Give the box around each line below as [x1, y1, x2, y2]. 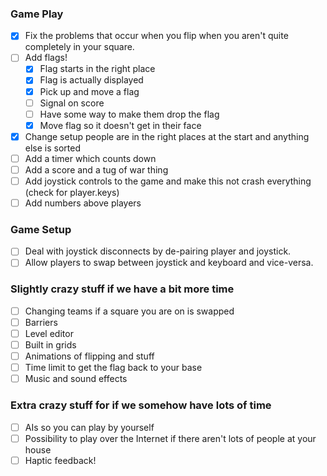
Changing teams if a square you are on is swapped [24, 305, 235, 317]
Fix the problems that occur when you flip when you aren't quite [24, 30, 289, 42]
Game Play [10, 7, 64, 21]
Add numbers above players [24, 197, 142, 209]
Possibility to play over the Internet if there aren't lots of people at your [24, 432, 317, 444]
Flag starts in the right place [39, 63, 156, 75]
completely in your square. [24, 41, 135, 53]
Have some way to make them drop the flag [39, 108, 220, 120]
